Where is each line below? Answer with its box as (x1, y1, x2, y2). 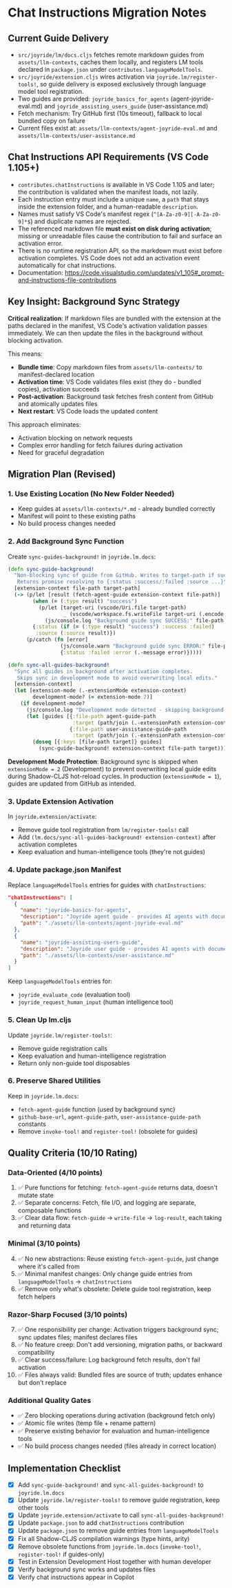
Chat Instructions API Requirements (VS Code (8, 151, 209, 163)
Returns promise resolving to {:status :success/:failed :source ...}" (17, 579, 227, 585)
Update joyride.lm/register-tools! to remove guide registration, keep (17, 1496, 220, 1504)
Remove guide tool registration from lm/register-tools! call (17, 826, 189, 834)
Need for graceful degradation (17, 448, 105, 456)
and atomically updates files (17, 399, 98, 408)
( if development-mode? (20, 700, 85, 707)
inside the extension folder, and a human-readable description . (17, 202, 198, 211)
